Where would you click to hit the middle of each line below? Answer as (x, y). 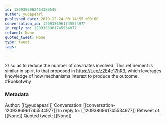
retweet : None (20, 33)
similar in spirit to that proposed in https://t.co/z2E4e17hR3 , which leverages (83, 71)
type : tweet (17, 42)
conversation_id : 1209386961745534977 (45, 24)
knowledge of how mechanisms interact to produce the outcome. (72, 76)
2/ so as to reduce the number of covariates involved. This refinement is (79, 65)
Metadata (17, 94)
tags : (11, 47)
